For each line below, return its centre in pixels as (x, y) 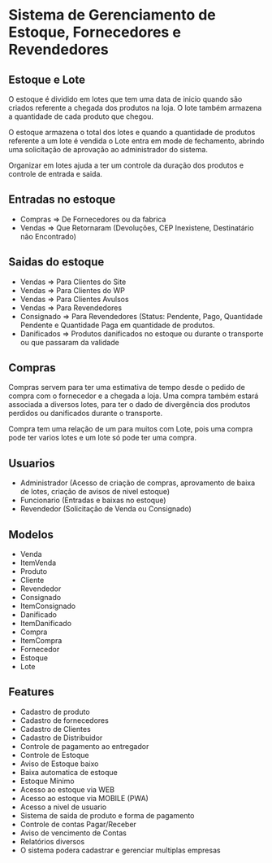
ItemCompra (41, 641)
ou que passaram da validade (69, 342)
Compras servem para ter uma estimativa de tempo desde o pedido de (127, 388)
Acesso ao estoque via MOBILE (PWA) (84, 798)
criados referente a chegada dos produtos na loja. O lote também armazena (135, 108)
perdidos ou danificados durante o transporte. (86, 414)
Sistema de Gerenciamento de (112, 15)
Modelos (31, 534)
